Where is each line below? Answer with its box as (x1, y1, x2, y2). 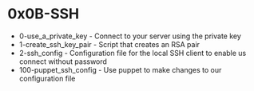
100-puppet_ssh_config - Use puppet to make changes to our (18, 65, 222, 74)
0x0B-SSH (7, 5, 80, 23)
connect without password (18, 57, 107, 66)
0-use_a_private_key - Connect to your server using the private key (18, 31, 241, 41)
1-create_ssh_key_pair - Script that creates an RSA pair (18, 39, 200, 49)
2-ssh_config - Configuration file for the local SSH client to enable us (18, 48, 247, 57)
